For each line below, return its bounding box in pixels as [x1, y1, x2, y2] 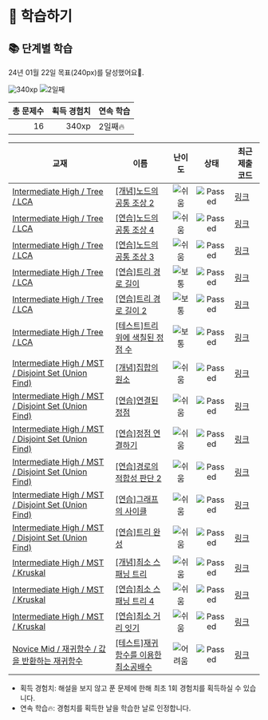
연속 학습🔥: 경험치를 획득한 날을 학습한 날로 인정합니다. [19, 703, 191, 713]
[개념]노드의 [115, 185, 159, 196]
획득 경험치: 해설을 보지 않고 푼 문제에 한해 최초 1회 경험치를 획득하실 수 [19, 683, 242, 693]
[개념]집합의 [115, 362, 159, 373]
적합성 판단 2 [115, 473, 162, 484]
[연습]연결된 [115, 395, 159, 405]
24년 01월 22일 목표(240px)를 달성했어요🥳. [8, 68, 144, 77]
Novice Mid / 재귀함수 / [12, 643, 97, 655]
